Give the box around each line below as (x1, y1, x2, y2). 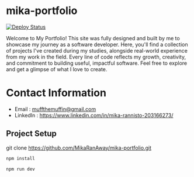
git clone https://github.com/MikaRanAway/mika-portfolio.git (6, 144, 152, 151)
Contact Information (6, 86, 107, 100)
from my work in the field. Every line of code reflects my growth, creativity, (6, 53, 186, 60)
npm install (6, 155, 35, 161)
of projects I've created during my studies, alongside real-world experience (6, 47, 188, 54)
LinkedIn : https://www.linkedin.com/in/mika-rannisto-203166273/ (14, 112, 174, 119)
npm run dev (6, 166, 35, 172)
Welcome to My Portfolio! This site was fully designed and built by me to (6, 34, 180, 41)
